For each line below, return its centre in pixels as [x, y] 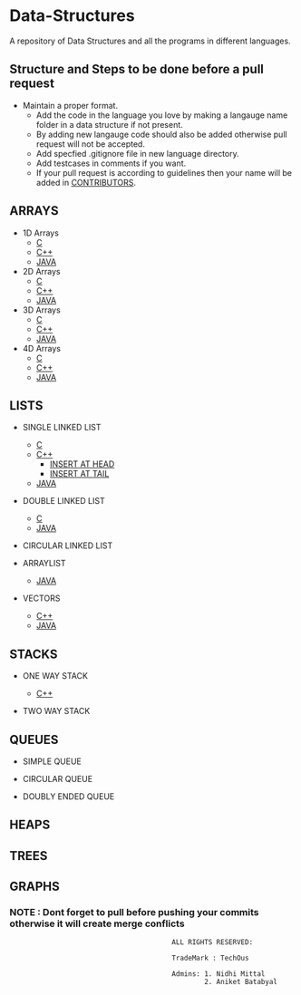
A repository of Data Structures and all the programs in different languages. [150, 41]
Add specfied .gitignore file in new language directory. [138, 153]
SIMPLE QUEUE [52, 761]
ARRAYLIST [44, 564]
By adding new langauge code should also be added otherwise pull [161, 134]
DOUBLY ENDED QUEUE [68, 797]
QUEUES [34, 739]
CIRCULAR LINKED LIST [68, 546]
